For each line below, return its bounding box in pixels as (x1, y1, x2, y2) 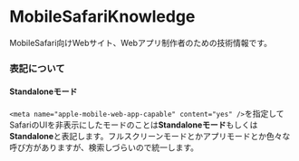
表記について (9, 62, 65, 74)
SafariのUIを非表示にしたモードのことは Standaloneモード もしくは (9, 119, 258, 130)
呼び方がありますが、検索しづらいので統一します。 (9, 142, 199, 153)
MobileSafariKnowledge (9, 6, 196, 27)
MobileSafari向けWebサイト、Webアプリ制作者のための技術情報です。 (9, 37, 272, 48)
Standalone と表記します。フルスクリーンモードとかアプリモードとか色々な (9, 131, 291, 142)
